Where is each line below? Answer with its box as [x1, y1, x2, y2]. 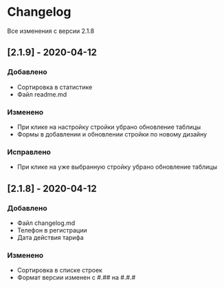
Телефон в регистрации [16, 226, 87, 234]
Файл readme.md [16, 90, 67, 98]
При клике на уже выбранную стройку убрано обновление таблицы [16, 163, 218, 171]
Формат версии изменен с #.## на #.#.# [16, 274, 136, 282]
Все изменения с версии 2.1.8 [7, 27, 95, 35]
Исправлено [7, 147, 52, 156]
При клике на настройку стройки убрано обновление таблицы [16, 123, 201, 131]
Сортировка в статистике [16, 83, 93, 91]
